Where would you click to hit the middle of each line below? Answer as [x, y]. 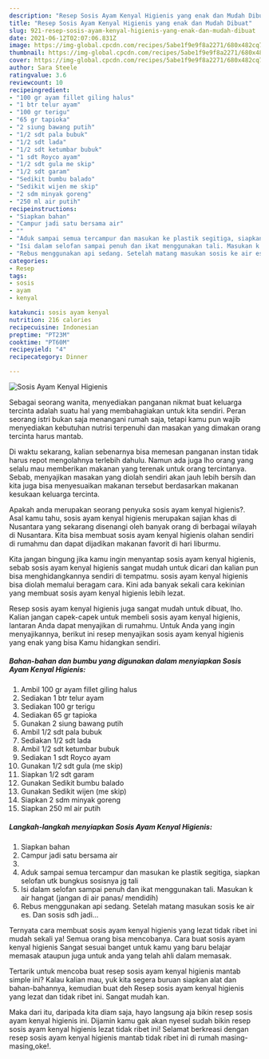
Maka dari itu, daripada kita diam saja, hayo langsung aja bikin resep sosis [131, 1012]
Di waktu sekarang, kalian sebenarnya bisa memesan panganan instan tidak [134, 452]
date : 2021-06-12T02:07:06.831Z [63, 38]
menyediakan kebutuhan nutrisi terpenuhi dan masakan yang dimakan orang [135, 428]
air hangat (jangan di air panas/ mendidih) [89, 898]
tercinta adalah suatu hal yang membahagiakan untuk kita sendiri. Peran [128, 411]
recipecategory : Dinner [49, 357]
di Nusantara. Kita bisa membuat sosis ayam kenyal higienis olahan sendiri [131, 535]
